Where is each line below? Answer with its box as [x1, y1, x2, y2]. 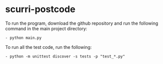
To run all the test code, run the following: [5, 44, 92, 50]
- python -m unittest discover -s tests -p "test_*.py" [5, 54, 125, 59]
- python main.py [5, 35, 42, 40]
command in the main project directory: [5, 25, 87, 31]
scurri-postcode [5, 4, 76, 15]
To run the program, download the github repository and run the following [5, 20, 158, 26]
